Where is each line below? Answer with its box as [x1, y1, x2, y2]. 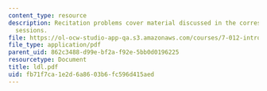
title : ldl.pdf [8, 63, 59, 71]
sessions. [15, 26, 48, 34]
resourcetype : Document [8, 56, 87, 64]
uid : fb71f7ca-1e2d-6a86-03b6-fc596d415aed [8, 70, 155, 78]
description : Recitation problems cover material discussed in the [8, 19, 237, 27]
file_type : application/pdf [8, 41, 102, 49]
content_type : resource [8, 11, 87, 20]
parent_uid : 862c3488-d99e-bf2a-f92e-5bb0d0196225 [8, 48, 180, 56]
